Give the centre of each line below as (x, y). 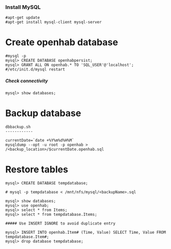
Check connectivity (27, 81)
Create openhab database (62, 42)
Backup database (43, 113)
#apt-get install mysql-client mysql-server (54, 22)
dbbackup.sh (18, 127)
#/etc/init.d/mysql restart (35, 70)
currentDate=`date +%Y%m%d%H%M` (40, 141)
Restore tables (37, 169)
